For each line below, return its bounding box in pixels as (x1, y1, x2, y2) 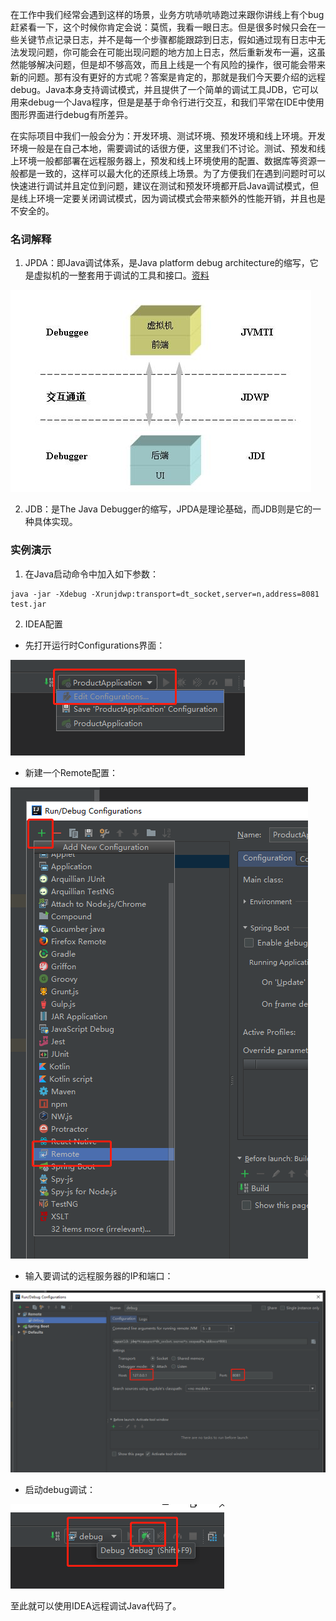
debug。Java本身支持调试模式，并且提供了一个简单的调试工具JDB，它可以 (10, 84, 319, 95)
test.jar (10, 599, 47, 609)
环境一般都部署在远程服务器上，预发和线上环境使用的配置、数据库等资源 (18, 155, 317, 167)
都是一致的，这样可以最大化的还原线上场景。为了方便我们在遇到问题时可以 (18, 168, 326, 179)
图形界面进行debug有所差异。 (10, 109, 134, 120)
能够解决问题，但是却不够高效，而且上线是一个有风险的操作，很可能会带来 (18, 59, 326, 70)
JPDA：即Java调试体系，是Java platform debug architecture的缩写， (24, 257, 310, 269)
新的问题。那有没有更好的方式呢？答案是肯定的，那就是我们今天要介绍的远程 (10, 71, 326, 83)
